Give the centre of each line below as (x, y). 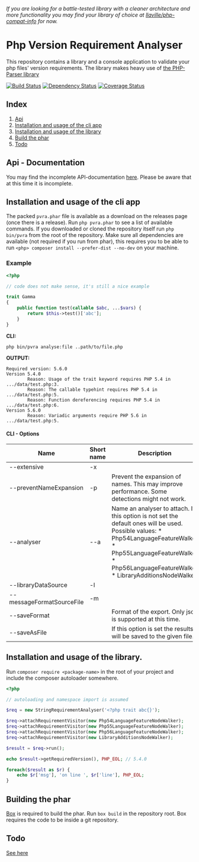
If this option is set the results (153, 629)
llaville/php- (160, 15)
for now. (48, 21)
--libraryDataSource (38, 585)
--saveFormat (29, 615)
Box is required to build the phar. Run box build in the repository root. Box (96, 814)
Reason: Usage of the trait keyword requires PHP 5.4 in (99, 379)
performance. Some (139, 491)
